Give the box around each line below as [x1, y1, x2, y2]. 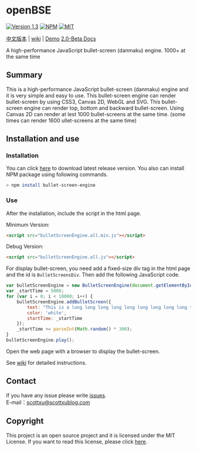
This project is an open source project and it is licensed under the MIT [6, 432, 175, 439]
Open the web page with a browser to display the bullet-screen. [6, 348, 160, 355]
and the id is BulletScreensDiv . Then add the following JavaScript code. [6, 271, 180, 278]
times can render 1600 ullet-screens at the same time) [6, 117, 137, 124]
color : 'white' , [27, 309, 67, 316]
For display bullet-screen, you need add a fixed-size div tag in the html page [6, 265, 191, 272]
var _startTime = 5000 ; [6, 288, 64, 294]
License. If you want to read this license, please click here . [6, 438, 148, 445]
